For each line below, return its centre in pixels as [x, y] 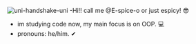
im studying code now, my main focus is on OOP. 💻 [91, 24]
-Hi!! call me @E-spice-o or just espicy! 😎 [129, 10]
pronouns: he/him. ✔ [47, 34]
